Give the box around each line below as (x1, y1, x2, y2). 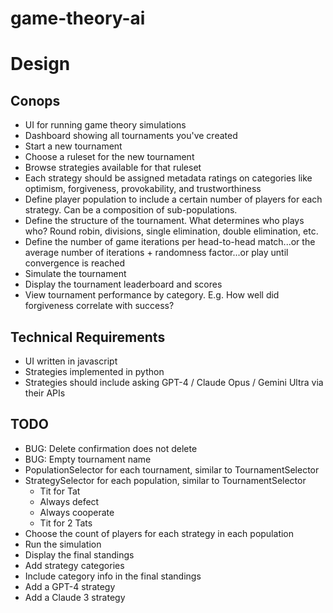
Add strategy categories (24, 559, 125, 571)
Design (10, 53, 71, 76)
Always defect (39, 495, 100, 507)
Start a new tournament (24, 140, 123, 152)
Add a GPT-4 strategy (24, 580, 116, 592)
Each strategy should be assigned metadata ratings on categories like (24, 172, 313, 184)
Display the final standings (24, 548, 135, 561)
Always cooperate (39, 506, 115, 518)
